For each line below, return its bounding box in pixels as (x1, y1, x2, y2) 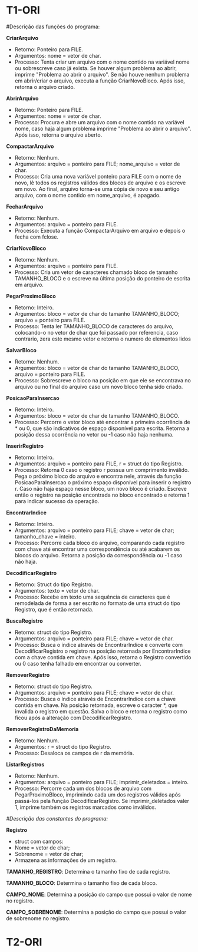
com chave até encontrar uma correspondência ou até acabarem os (14, 546, 180, 553)
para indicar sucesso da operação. (14, 497, 100, 504)
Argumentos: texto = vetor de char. (14, 587, 100, 594)
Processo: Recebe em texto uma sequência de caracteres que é (14, 593, 171, 600)
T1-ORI (6, 4, 40, 17)
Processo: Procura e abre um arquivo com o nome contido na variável (14, 118, 184, 125)
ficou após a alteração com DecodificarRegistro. (14, 714, 133, 721)
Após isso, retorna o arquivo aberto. (14, 131, 103, 138)
